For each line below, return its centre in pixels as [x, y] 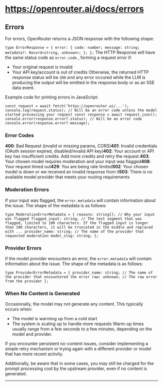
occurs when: [19, 309]
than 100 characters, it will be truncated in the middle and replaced [79, 227]
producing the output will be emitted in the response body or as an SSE [83, 82]
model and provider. [32, 334]
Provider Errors [24, 248]
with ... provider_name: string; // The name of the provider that [75, 232]
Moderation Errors [27, 190]
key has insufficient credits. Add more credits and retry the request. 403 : [77, 156]
